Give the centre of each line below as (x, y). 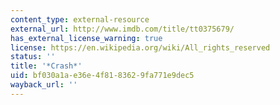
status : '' (33, 57)
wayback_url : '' (44, 85)
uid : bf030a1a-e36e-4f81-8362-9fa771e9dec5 (102, 76)
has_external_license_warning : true (86, 38)
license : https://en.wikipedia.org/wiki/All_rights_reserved (140, 47)
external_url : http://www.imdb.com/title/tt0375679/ (122, 29)
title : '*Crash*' (46, 66)
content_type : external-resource (80, 19)
